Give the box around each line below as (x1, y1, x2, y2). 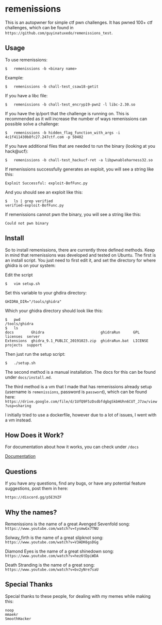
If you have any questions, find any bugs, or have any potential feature (5, 480, 146, 486)
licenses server (5, 334, 40, 339)
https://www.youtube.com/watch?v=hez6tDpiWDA (5, 554, 98, 558)
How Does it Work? (5, 431, 64, 439)
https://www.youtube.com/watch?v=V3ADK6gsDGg (5, 540, 98, 545)
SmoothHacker (5, 616, 32, 621)
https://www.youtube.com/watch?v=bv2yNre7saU (5, 567, 98, 572)
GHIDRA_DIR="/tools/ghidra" (5, 299, 62, 304)
